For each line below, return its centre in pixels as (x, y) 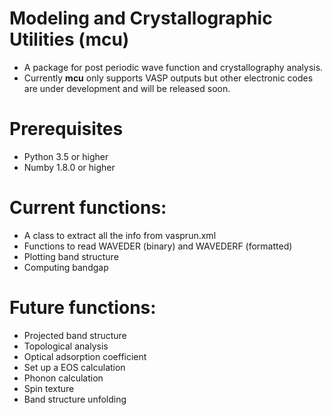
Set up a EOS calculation (74, 367)
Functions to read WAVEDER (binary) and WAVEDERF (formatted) (158, 246)
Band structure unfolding (75, 399)
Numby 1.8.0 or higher (69, 167)
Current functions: (88, 208)
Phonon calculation (63, 378)
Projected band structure (75, 335)
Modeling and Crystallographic (141, 18)
